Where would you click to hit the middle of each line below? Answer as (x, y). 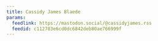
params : (16, 17)
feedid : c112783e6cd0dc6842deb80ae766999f (67, 29)
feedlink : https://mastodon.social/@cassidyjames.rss (82, 23)
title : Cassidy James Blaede (43, 12)
